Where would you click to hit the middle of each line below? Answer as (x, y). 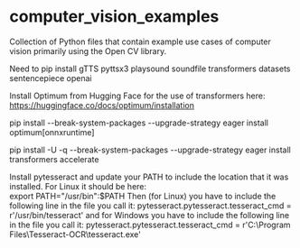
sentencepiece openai (51, 78)
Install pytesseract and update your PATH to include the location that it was (149, 177)
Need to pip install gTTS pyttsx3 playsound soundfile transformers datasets (150, 69)
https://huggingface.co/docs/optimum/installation (102, 105)
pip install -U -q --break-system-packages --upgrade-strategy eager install (150, 150)
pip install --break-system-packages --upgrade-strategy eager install (139, 123)
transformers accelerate (54, 159)
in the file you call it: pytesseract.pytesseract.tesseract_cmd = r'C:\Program (150, 225)
